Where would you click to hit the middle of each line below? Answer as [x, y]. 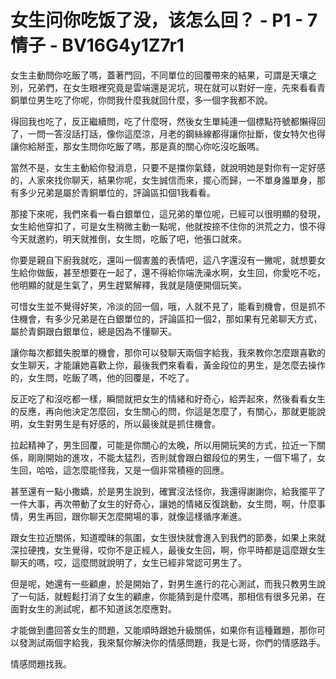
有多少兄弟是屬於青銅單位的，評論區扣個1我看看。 [113, 192]
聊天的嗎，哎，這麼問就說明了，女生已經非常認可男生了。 [128, 562]
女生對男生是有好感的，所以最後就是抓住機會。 [124, 423]
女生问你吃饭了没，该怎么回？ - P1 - [157, 20]
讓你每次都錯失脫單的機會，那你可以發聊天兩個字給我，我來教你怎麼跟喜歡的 [168, 352]
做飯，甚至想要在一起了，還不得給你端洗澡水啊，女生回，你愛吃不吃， [181, 272]
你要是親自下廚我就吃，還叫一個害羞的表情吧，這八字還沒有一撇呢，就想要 [163, 260]
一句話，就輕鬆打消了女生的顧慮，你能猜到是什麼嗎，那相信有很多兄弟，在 [172, 596]
